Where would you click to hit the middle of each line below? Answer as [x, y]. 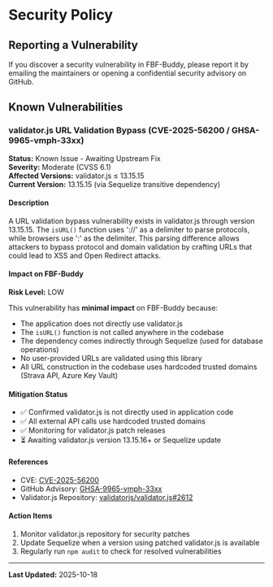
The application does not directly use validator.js [101, 324]
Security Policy [61, 15]
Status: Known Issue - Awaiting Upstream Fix [84, 158]
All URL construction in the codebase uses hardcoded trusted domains [139, 367]
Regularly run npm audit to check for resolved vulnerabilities [121, 551]
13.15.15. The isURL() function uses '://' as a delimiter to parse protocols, [129, 229]
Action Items [30, 516]
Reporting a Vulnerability [73, 45]
